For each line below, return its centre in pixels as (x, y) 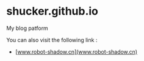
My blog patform (27, 28)
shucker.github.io (52, 11)
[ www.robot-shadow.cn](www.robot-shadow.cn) (76, 52)
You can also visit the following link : (52, 40)
